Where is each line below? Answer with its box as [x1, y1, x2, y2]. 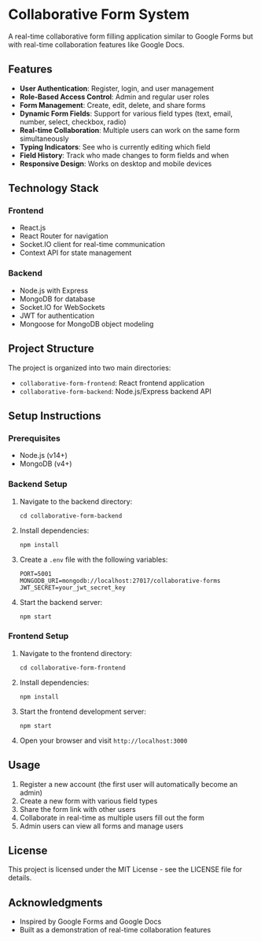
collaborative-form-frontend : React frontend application [19, 378, 205, 387]
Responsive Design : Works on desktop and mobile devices [19, 159, 212, 168]
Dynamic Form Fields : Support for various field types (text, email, [19, 109, 233, 118]
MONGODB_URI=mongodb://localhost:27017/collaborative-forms [19, 577, 221, 585]
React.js [19, 223, 46, 233]
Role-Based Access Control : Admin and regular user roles [19, 92, 210, 101]
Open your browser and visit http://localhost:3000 [19, 736, 188, 745]
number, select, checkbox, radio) [19, 116, 127, 127]
